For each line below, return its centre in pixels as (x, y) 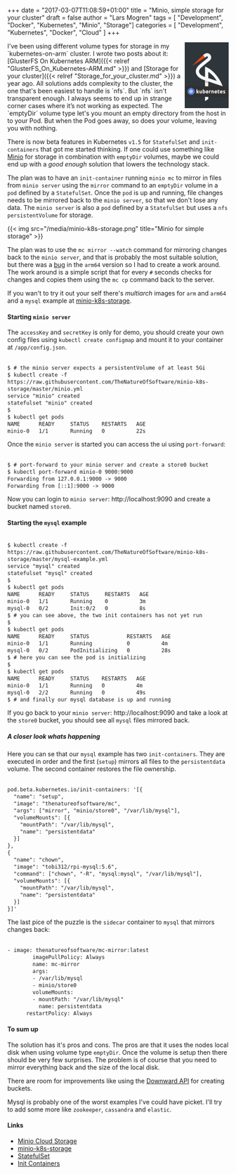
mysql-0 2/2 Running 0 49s (77, 693)
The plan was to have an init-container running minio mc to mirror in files (114, 178)
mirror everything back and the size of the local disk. (84, 1067)
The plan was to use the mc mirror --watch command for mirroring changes (117, 250)
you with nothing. (32, 128)
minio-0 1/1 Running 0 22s (77, 431)
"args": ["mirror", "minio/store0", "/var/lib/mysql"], (97, 811)
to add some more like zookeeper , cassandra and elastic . (90, 1109)
